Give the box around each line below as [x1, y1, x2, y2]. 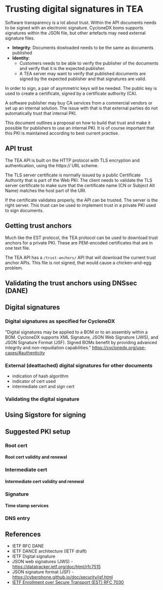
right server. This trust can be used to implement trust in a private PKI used [5, 202, 156, 208]
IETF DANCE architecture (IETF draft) [12, 548, 87, 554]
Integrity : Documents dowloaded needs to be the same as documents [12, 44, 154, 50]
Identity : [12, 55, 30, 61]
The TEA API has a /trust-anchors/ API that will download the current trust [5, 254, 156, 260]
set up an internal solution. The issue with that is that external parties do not [5, 105, 158, 111]
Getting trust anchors [5, 221, 72, 230]
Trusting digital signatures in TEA [5, 3, 143, 15]
